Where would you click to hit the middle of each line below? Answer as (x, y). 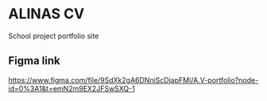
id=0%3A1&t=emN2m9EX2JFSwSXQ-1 (72, 88)
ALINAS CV (46, 14)
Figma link (35, 61)
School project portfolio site (54, 36)
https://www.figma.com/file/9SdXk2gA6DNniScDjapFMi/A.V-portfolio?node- (133, 80)
